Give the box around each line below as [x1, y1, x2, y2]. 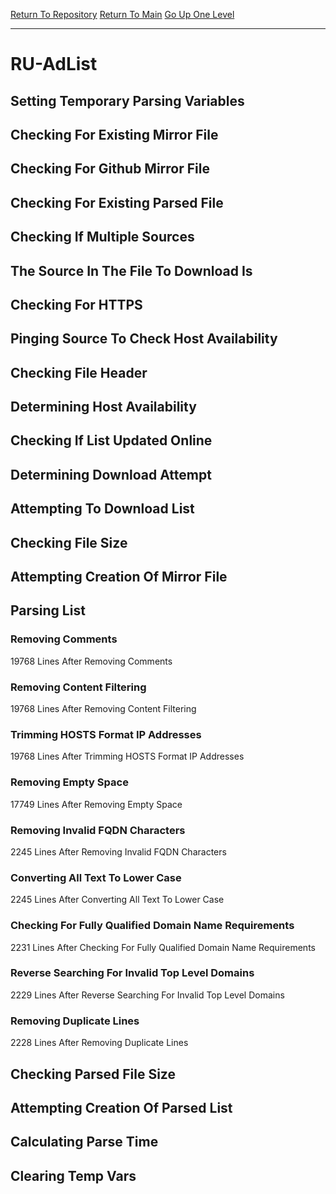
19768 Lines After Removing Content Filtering [10, 703, 197, 715]
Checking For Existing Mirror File [10, 126, 219, 143]
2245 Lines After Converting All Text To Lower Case [10, 894, 225, 906]
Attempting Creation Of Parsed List [10, 1099, 233, 1116]
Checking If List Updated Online [10, 432, 213, 449]
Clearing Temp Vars [10, 1167, 137, 1184]
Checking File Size [10, 534, 128, 551]
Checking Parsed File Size [10, 1065, 176, 1083]
